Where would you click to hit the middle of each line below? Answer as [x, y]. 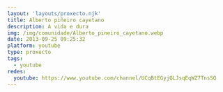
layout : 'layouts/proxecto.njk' [54, 13]
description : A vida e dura [48, 26]
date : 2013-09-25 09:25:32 [46, 39]
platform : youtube [34, 46]
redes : [17, 71]
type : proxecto [29, 53]
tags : [15, 59]
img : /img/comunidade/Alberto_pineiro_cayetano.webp [85, 33]
